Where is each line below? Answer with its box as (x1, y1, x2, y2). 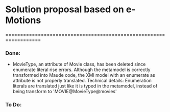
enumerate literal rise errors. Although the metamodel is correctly (12, 66, 151, 73)
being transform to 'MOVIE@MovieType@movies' (12, 88, 117, 95)
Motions (5, 14, 41, 26)
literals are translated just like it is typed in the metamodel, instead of (12, 83, 158, 89)
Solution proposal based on (5, 4, 124, 15)
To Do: (5, 101, 22, 108)
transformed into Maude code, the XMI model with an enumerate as (12, 72, 156, 78)
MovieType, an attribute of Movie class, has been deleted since (12, 61, 146, 68)
